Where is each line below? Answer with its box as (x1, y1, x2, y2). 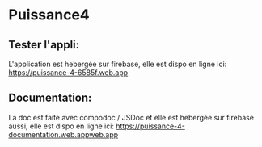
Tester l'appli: (8, 38, 80, 52)
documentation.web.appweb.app (8, 129, 119, 139)
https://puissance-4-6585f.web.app (8, 68, 129, 78)
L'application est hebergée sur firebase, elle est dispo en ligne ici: (8, 59, 227, 69)
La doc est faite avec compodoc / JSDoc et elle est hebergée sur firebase (8, 112, 255, 122)
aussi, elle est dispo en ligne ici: (8, 121, 115, 131)
